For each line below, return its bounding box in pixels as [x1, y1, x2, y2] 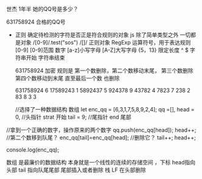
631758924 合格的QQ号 [6, 18, 66, 26]
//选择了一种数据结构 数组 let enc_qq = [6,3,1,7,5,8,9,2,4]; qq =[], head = [15, 106, 195, 113]
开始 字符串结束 [26, 54, 65, 61]
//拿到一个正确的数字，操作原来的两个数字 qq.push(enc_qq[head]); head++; [6, 127, 197, 133]
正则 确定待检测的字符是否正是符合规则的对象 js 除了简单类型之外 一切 [15, 31, 191, 38]
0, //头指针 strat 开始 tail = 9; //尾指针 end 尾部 [15, 113, 132, 121]
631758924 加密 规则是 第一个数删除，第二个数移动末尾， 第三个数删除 [15, 67, 193, 74]
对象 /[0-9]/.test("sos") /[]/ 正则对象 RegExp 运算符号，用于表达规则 [20, 39, 191, 46]
